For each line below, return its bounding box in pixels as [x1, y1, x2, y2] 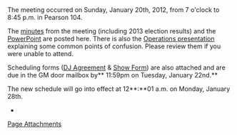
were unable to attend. [7, 50, 74, 58]
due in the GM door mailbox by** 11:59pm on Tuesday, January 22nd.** [7, 71, 218, 79]
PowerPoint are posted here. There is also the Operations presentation [7, 35, 215, 43]
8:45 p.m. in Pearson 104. [7, 13, 83, 21]
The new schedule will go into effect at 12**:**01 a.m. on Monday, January [7, 85, 231, 93]
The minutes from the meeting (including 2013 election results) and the [7, 27, 216, 35]
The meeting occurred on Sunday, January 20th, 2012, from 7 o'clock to [7, 6, 220, 13]
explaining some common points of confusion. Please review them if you [7, 42, 221, 50]
